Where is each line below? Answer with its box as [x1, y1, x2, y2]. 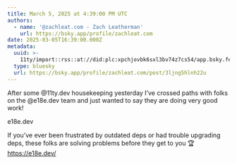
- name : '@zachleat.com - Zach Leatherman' [13, 23, 143, 30]
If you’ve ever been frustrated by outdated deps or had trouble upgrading [7, 131, 221, 139]
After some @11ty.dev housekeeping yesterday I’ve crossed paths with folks [7, 89, 228, 97]
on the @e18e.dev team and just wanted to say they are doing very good [7, 96, 218, 104]
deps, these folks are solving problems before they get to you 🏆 [7, 139, 195, 147]
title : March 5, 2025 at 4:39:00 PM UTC [7, 10, 128, 18]
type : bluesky [13, 63, 55, 70]
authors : [7, 17, 33, 24]
